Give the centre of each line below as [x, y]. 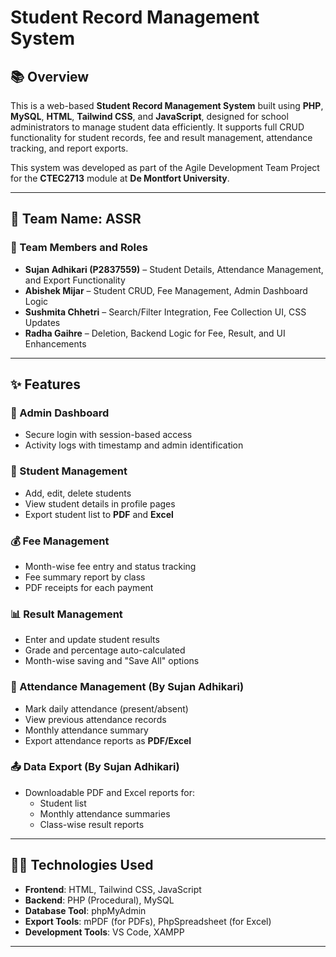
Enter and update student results [92, 640]
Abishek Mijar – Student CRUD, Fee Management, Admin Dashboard [166, 290]
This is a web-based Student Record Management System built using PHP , [167, 105]
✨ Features [45, 384]
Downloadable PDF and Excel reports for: [110, 792]
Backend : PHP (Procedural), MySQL [99, 900]
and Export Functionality [75, 280]
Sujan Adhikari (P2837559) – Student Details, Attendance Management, [174, 269]
